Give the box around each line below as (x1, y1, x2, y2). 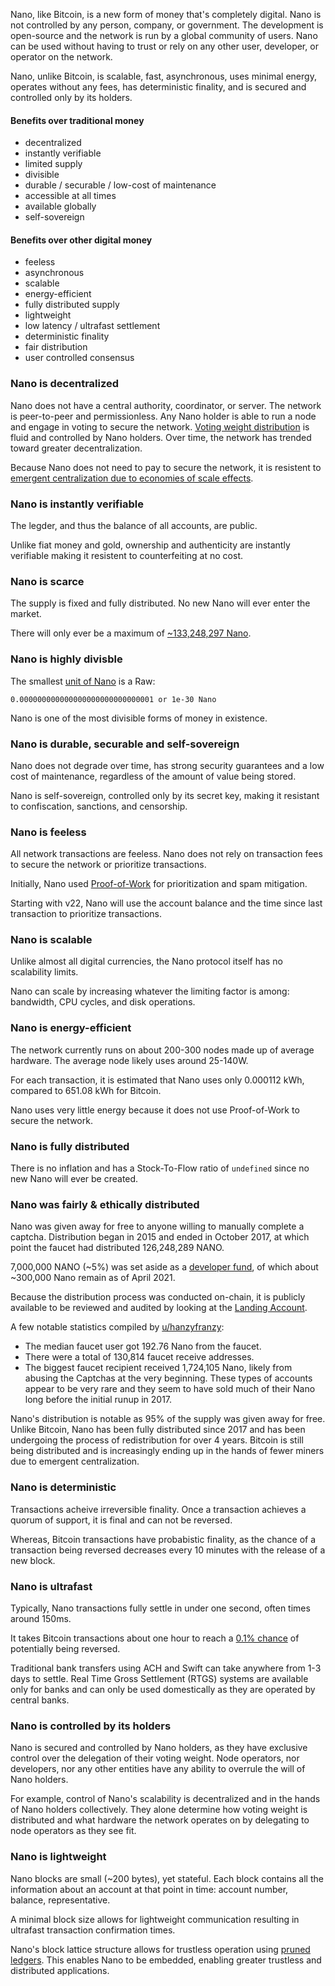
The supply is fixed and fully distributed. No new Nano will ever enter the (10, 597, 311, 609)
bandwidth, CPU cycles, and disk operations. (10, 996, 196, 1008)
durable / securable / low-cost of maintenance (24, 179, 217, 191)
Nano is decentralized (10, 377, 120, 391)
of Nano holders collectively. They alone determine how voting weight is (10, 1804, 308, 1816)
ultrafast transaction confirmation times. (10, 1924, 176, 1936)
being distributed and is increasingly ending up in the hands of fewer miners (10, 1445, 325, 1457)
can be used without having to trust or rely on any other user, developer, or (10, 40, 319, 52)
